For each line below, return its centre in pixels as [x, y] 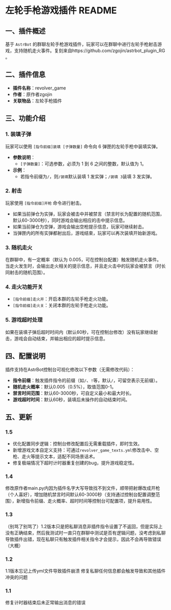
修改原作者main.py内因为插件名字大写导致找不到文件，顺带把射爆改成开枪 [83, 488]
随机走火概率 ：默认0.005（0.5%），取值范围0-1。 [64, 387]
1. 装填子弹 [18, 134]
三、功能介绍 [25, 118]
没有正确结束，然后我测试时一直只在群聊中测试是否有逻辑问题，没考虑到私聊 [85, 533]
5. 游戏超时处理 [24, 320]
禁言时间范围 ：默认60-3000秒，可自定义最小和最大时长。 [73, 393]
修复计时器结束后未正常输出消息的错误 [45, 603]
